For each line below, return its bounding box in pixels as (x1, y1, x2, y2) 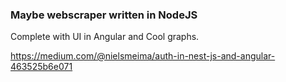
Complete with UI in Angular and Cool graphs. (10, 31, 200, 43)
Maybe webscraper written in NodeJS (10, 8, 198, 22)
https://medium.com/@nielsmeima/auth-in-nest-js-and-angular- (10, 50, 276, 62)
